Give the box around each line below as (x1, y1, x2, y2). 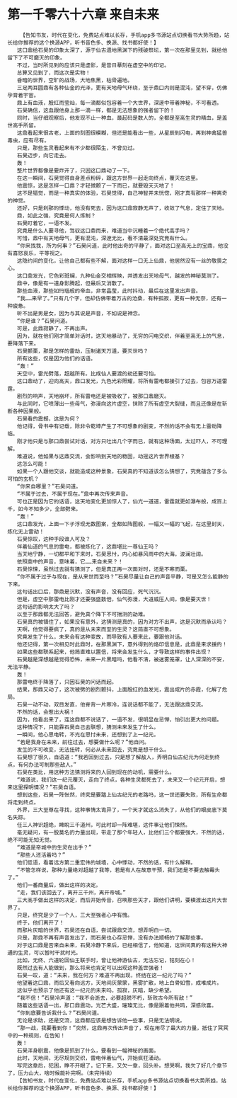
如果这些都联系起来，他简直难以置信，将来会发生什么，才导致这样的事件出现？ (16, 648, 212, 656)
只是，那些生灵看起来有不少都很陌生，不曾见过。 (16, 144, 138, 151)
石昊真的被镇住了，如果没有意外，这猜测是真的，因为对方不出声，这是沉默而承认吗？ (16, 618, 228, 625)
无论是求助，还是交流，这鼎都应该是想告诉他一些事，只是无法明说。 (16, 1017, 185, 1024)
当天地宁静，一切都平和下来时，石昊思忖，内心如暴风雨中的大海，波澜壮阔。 (16, 550, 207, 558)
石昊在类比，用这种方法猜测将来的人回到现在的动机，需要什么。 (16, 769, 175, 776)
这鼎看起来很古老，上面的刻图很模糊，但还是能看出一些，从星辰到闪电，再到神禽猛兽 (16, 129, 228, 137)
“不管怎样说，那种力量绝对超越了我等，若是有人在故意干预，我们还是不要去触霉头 (16, 867, 221, 874)
